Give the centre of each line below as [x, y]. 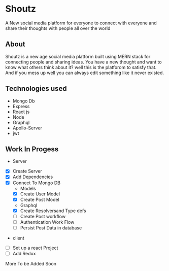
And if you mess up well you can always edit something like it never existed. [84, 73]
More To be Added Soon [31, 264]
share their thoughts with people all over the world [58, 28]
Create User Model [40, 194]
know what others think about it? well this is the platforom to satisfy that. [81, 67]
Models [28, 188]
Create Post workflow [43, 216]
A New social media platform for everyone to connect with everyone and [81, 23]
